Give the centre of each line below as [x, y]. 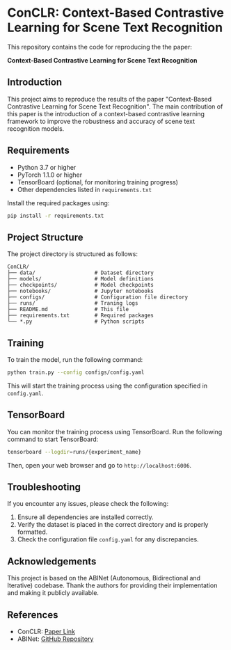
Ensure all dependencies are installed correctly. [85, 517]
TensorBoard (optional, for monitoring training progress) [98, 182]
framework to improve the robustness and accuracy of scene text [101, 121]
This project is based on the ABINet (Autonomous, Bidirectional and [104, 578]
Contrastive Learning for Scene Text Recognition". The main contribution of [115, 106]
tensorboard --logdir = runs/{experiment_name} [74, 452]
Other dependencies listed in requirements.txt [84, 189]
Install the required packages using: [58, 203]
